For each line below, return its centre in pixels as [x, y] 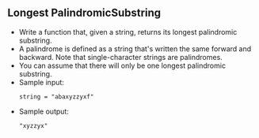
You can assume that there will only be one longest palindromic [122, 65]
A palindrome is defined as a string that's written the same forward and [135, 48]
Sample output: [44, 111]
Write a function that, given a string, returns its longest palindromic [128, 32]
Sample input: [42, 82]
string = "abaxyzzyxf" [56, 97]
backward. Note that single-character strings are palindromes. [120, 57]
